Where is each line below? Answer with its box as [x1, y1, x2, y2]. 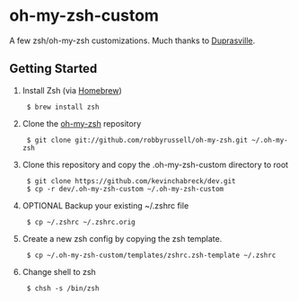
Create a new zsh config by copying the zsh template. [22, 233, 223, 243]
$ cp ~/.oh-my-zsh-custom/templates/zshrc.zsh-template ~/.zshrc [26, 251, 276, 260]
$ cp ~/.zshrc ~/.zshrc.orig [26, 217, 136, 226]
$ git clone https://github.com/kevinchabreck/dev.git [26, 176, 236, 185]
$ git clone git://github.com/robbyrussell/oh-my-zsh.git [26, 136, 249, 145]
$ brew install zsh [26, 102, 100, 111]
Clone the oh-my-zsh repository [22, 118, 142, 128]
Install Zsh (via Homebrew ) [22, 84, 123, 95]
